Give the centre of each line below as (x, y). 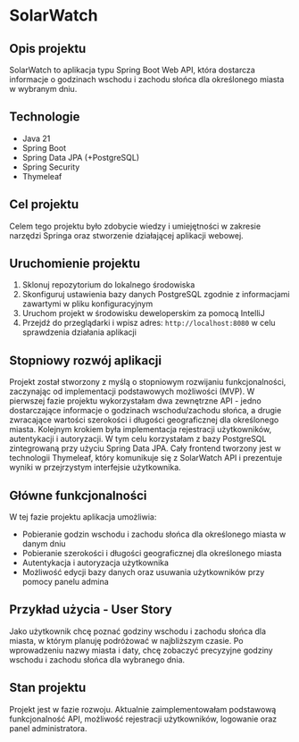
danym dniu (44, 544)
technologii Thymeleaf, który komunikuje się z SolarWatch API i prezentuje (146, 458)
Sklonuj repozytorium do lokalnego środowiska (108, 285)
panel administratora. (48, 728)
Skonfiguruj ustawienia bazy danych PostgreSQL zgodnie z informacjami (156, 295)
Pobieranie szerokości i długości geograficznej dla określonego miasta (152, 554)
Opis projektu (48, 49)
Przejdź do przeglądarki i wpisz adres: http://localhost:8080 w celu (149, 323)
